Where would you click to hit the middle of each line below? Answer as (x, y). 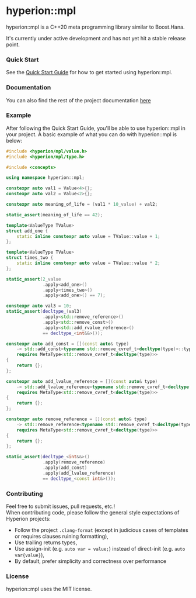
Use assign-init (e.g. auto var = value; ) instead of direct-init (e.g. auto (100, 549)
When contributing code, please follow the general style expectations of (93, 512)
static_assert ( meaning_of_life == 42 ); (55, 215)
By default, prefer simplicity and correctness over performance (90, 561)
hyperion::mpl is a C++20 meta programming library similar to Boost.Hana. (95, 27)
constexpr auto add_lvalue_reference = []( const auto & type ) (82, 381)
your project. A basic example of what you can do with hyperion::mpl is (91, 134)
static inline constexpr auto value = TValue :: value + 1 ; (88, 236)
